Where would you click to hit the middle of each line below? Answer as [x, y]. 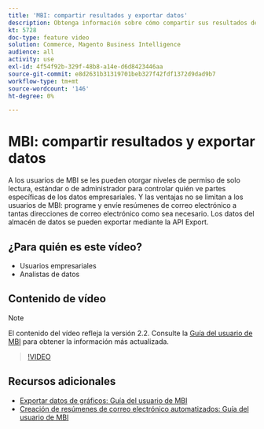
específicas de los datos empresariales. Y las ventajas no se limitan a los [126, 197]
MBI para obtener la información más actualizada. [88, 341]
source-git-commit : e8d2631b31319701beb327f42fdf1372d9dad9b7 [112, 74]
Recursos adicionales [62, 381]
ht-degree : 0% [31, 96]
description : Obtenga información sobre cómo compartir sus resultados [128, 23]
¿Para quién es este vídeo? [75, 247]
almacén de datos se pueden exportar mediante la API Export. [108, 222]
